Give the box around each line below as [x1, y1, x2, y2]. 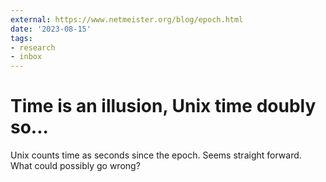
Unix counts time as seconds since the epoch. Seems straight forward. [10, 149, 302, 161]
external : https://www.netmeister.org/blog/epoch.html [10, 14, 244, 25]
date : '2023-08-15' [10, 24, 92, 34]
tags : [10, 33, 33, 43]
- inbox [10, 52, 43, 62]
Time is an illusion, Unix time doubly [10, 95, 317, 118]
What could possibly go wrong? [10, 160, 141, 172]
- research [10, 42, 56, 53]
